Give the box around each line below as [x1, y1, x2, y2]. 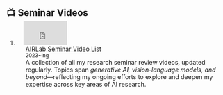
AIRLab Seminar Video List [25, 45, 102, 53]
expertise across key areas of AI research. [25, 81, 147, 89]
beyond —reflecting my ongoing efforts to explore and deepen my [25, 73, 213, 81]
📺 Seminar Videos [6, 7, 88, 19]
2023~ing [25, 52, 49, 59]
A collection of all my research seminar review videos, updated [25, 59, 206, 67]
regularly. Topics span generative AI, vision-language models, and [25, 65, 216, 74]
